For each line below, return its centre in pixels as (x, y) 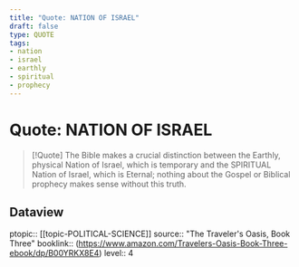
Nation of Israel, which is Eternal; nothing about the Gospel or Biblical (161, 174)
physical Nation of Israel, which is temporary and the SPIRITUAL (151, 165)
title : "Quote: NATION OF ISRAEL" (75, 18)
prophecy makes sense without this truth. (109, 184)
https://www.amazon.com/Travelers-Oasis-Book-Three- (183, 243)
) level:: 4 (116, 253)
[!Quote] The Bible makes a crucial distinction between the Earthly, (156, 155)
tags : (19, 43)
